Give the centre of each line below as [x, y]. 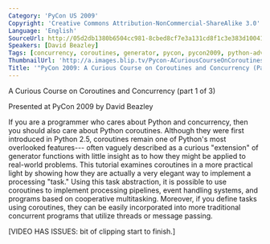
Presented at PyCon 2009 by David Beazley [81, 106]
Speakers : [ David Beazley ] [53, 46]
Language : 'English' [43, 31]
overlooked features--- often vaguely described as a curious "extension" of [133, 147]
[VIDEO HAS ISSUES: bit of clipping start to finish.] [92, 231]
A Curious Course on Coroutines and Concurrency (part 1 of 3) [112, 91]
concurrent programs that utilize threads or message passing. [110, 216]
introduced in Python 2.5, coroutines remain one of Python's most [117, 139]
